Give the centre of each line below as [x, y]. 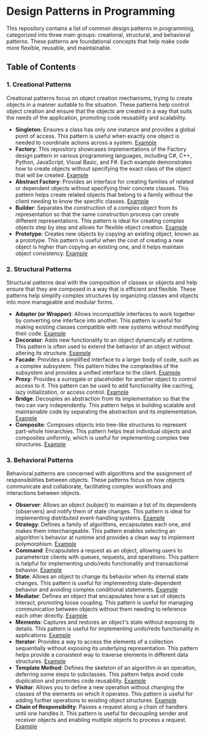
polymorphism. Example [46, 544]
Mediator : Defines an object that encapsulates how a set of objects [100, 596]
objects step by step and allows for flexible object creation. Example [101, 227]
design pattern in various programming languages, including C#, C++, [103, 155]
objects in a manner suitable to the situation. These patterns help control [98, 104]
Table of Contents [41, 67]
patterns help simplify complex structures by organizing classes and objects [102, 295]
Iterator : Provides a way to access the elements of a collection [94, 642]
